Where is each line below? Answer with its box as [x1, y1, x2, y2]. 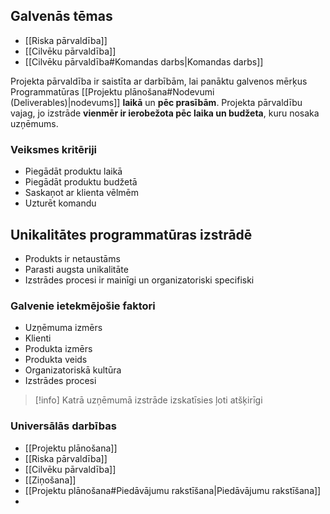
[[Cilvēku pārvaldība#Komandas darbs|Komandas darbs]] [24, 55, 264, 68]
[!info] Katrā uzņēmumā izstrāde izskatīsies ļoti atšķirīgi [34, 394, 263, 406]
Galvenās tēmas [10, 8, 113, 25]
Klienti [24, 332, 52, 344]
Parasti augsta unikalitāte [24, 263, 129, 275]
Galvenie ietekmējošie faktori [10, 299, 156, 313]
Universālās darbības [10, 419, 117, 433]
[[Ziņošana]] [24, 474, 77, 486]
